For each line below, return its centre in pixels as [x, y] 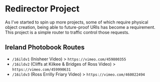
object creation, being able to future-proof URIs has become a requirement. [80, 27]
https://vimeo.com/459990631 [41, 70]
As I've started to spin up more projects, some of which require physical [77, 22]
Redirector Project [42, 9]
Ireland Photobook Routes [45, 47]
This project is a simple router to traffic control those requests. [67, 32]
